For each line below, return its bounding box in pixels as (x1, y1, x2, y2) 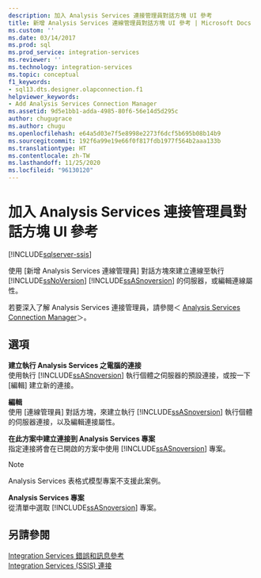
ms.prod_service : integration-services (8, 48, 140, 56)
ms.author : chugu (8, 122, 66, 130)
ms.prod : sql (8, 41, 51, 49)
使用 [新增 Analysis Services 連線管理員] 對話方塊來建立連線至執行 (8, 266, 225, 275)
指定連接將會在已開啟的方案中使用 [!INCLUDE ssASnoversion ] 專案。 (8, 443, 230, 453)
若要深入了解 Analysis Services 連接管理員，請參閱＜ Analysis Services (8, 302, 241, 312)
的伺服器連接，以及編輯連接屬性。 (8, 417, 119, 427)
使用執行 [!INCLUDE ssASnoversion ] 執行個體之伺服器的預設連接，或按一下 (8, 370, 251, 380)
